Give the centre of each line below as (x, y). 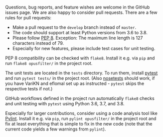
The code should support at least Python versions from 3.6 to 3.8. (80, 33)
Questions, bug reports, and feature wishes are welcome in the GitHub (78, 7)
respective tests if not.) (29, 89)
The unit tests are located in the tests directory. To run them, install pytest (81, 73)
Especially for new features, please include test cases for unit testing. (84, 48)
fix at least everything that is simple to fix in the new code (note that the (79, 124)
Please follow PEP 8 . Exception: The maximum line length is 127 (78, 38)
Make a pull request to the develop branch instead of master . (74, 27)
